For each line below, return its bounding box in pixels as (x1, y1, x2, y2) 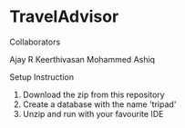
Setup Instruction (9, 71, 75, 83)
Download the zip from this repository (22, 89, 166, 100)
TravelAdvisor (9, 6, 119, 27)
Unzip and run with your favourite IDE (22, 108, 164, 119)
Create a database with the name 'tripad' (22, 98, 177, 110)
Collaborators (9, 36, 61, 47)
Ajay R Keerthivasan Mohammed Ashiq (9, 54, 156, 64)
